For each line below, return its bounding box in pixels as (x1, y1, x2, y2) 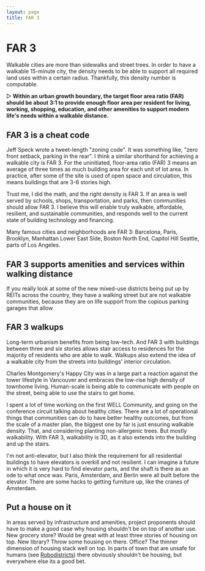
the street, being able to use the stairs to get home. (6, 389, 136, 397)
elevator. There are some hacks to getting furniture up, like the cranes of (6, 478, 190, 485)
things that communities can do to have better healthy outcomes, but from (6, 414, 194, 421)
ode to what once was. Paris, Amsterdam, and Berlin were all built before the (6, 471, 199, 479)
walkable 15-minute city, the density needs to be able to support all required (6, 68, 198, 75)
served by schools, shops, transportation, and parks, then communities (6, 197, 186, 204)
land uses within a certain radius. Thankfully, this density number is (6, 74, 176, 81)
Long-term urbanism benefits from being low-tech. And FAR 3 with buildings (6, 338, 199, 346)
